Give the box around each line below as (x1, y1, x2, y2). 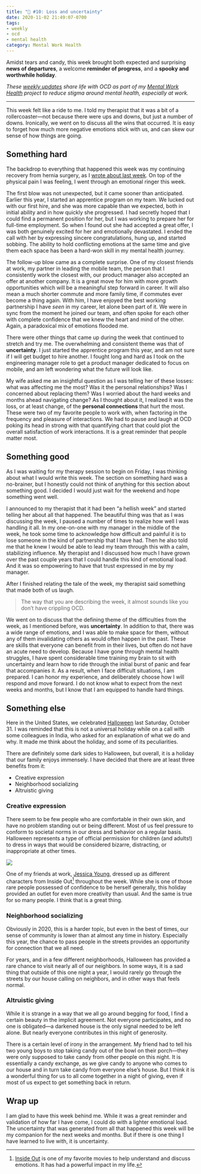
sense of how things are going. (6, 132, 83, 139)
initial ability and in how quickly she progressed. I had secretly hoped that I (6, 208, 190, 216)
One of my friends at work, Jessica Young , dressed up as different (6, 870, 170, 878)
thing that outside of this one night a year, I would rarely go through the (6, 969, 182, 976)
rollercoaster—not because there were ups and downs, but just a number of (6, 113, 193, 120)
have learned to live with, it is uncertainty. (6, 1137, 109, 1145)
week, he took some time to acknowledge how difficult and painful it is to (6, 530, 187, 537)
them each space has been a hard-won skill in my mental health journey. (6, 247, 185, 254)
